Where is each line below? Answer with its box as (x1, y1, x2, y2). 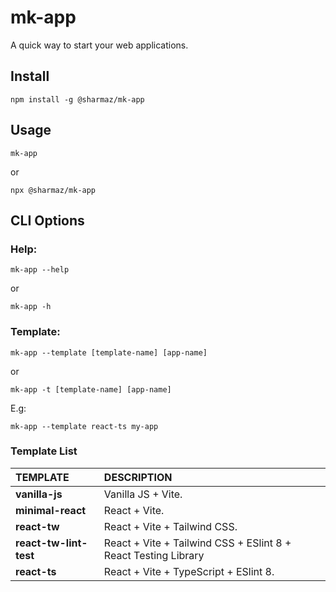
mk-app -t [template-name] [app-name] (10, 384, 172, 395)
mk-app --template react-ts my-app (10, 421, 159, 431)
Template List (10, 444, 78, 458)
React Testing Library (103, 548, 205, 562)
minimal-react (15, 503, 87, 517)
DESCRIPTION (103, 470, 173, 484)
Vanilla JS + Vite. (103, 487, 183, 501)
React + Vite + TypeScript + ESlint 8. (103, 564, 275, 578)
